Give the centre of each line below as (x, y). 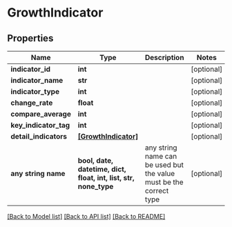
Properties (30, 38)
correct (157, 191)
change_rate (32, 103)
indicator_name (37, 80)
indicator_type (35, 91)
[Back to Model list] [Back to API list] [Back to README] (86, 216)
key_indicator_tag (40, 125)
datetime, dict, (102, 169)
